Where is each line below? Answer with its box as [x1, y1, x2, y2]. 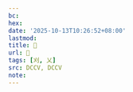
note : [8, 71, 26, 79]
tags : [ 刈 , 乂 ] [8, 57, 57, 65]
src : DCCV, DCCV [8, 64, 62, 72]
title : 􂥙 [8, 42, 37, 50]
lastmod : [8, 34, 37, 42]
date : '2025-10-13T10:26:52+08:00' [8, 26, 127, 34]
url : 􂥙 [8, 49, 30, 57]
